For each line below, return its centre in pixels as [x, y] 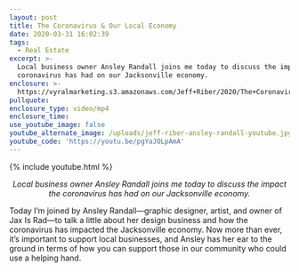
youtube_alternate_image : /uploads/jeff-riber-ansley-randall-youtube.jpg [151, 133]
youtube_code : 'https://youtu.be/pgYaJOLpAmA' [97, 141]
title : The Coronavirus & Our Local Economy [93, 26]
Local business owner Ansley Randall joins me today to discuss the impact [149, 184]
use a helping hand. [45, 258]
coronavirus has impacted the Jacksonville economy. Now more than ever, [146, 229]
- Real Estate [43, 51]
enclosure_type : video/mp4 [59, 108]
